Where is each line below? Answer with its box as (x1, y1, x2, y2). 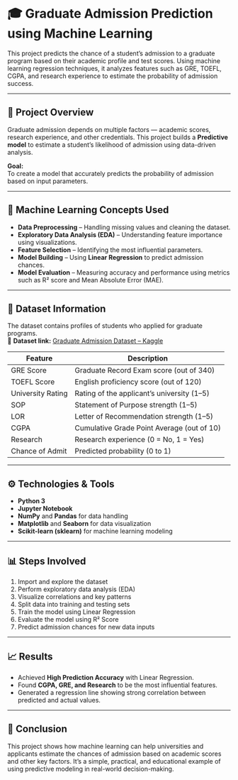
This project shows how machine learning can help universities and (7, 742, 204, 750)
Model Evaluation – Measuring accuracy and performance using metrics (17, 268, 230, 277)
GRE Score (11, 366, 47, 375)
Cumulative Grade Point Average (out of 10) (74, 423, 221, 433)
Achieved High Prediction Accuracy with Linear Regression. (17, 673, 195, 681)
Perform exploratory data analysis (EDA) (17, 585, 136, 593)
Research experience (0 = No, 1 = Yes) (74, 434, 205, 444)
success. (7, 79, 34, 87)
